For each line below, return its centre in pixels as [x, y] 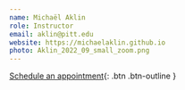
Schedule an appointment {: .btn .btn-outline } [93, 76]
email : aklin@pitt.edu [51, 34]
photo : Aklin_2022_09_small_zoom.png [80, 51]
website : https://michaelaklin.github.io [88, 42]
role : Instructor [42, 26]
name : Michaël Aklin [48, 17]
